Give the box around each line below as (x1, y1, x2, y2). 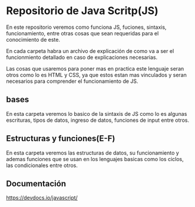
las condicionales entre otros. (6, 162, 78, 169)
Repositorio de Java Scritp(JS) (6, 4, 159, 18)
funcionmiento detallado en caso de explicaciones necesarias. (6, 54, 158, 61)
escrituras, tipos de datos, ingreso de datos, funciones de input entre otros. (6, 116, 190, 123)
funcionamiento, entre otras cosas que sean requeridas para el (6, 29, 159, 36)
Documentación (6, 178, 67, 189)
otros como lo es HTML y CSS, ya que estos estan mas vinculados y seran (6, 71, 187, 78)
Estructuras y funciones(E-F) (6, 133, 115, 143)
